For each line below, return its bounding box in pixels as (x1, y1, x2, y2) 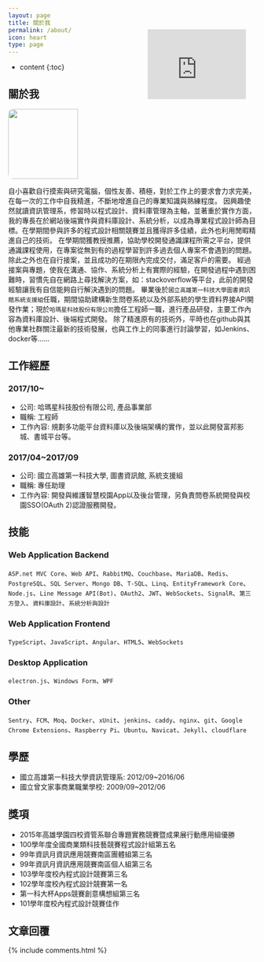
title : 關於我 (8, 19, 51, 27)
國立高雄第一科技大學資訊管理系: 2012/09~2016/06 (19, 772, 185, 782)
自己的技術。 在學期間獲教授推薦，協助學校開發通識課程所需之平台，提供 (14, 235, 251, 245)
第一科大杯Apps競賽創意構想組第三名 (19, 889, 140, 898)
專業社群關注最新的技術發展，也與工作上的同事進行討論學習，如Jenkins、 (14, 324, 254, 333)
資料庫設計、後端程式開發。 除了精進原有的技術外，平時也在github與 (21, 314, 244, 324)
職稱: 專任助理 (19, 480, 65, 490)
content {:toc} (19, 62, 65, 72)
